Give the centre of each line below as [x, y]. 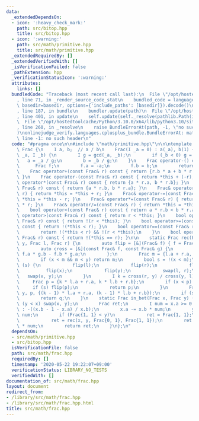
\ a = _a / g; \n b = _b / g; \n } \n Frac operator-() [103, 161]
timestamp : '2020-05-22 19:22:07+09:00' [62, 364]
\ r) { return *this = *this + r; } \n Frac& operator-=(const [99, 193]
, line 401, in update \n [47, 116]
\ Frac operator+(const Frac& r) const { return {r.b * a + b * [102, 172]
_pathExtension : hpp [37, 72]
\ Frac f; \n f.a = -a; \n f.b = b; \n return [106, 166]
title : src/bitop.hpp [43, 34]
